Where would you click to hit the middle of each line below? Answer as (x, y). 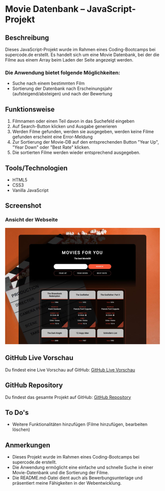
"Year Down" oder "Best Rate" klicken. (51, 147)
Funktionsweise (30, 109)
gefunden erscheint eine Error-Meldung (52, 137)
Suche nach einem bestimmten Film (48, 83)
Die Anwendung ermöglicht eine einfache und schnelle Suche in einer (83, 467)
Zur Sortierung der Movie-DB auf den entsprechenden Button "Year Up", (85, 142)
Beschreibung (27, 38)
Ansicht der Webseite (31, 220)
